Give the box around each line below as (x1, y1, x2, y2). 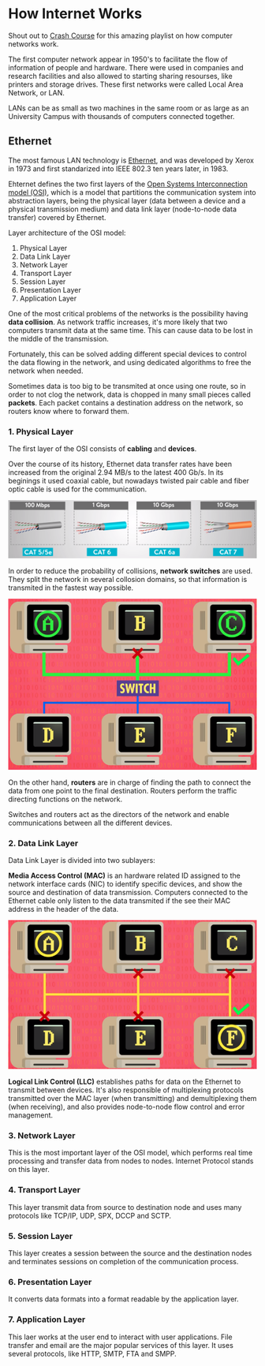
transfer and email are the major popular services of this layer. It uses (8, 1340, 234, 1349)
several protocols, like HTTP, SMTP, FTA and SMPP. (8, 1349, 177, 1358)
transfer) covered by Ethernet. (8, 212, 106, 222)
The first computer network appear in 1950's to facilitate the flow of (8, 54, 228, 64)
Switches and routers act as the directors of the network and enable (8, 809, 230, 819)
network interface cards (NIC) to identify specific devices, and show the (8, 879, 243, 889)
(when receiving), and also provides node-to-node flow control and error (8, 1102, 245, 1112)
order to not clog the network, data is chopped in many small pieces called (8, 390, 251, 399)
